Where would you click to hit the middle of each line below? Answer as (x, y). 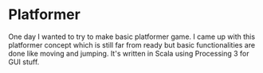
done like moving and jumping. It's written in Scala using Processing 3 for (129, 53)
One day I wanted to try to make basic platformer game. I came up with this (132, 36)
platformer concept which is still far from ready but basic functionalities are (132, 44)
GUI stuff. (24, 62)
